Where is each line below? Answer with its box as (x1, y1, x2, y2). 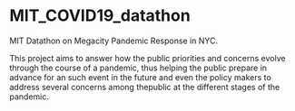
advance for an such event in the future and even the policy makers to (9, 71, 272, 82)
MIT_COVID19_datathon (9, 5, 191, 26)
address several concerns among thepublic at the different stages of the (9, 81, 280, 92)
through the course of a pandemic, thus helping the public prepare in (9, 62, 268, 73)
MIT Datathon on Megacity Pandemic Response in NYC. (9, 35, 219, 46)
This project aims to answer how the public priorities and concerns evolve (9, 52, 286, 63)
